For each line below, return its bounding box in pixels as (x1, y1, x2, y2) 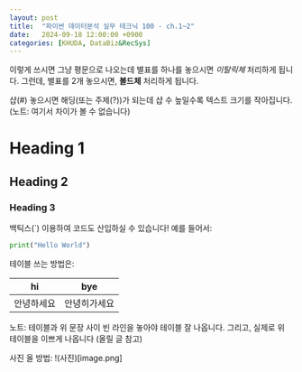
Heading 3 (9, 200, 56, 213)
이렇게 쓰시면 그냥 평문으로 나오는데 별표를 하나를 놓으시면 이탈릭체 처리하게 (9, 64, 277, 75)
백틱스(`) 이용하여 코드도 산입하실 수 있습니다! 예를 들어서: (9, 223, 213, 234)
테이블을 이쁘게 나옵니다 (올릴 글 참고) (9, 333, 142, 344)
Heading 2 (9, 173, 69, 190)
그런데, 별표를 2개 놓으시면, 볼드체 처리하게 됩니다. (21, 76, 199, 87)
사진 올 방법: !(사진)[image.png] (9, 353, 124, 363)
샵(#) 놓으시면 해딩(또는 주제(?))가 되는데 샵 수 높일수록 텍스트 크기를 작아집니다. (9, 95, 293, 106)
